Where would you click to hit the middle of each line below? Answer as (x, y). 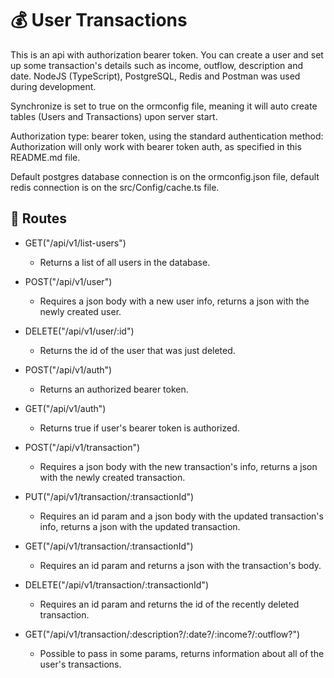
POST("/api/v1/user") (68, 281)
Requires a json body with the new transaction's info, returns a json (178, 466)
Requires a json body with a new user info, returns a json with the (174, 301)
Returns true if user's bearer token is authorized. (139, 428)
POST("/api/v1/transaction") (82, 447)
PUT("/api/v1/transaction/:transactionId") (109, 496)
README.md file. (45, 157)
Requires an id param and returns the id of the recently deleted (169, 604)
